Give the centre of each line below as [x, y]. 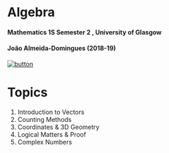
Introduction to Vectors [51, 112]
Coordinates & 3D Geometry [58, 127]
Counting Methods [44, 119]
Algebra [31, 12]
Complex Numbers [45, 142]
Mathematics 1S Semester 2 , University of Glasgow [84, 32]
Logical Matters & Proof [52, 134]
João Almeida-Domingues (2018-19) [62, 48]
